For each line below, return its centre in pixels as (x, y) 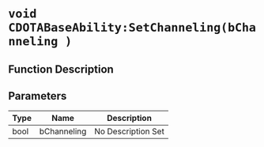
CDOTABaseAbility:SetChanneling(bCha (132, 28)
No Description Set (129, 131)
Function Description (61, 69)
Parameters (38, 96)
